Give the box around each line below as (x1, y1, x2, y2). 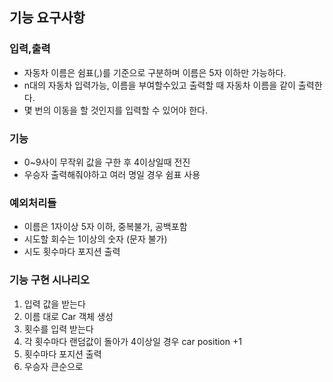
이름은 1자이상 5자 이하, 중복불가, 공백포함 (23, 221, 188, 233)
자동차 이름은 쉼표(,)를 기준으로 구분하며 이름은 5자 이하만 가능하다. (23, 66, 287, 78)
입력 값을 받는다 (23, 298, 86, 310)
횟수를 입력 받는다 (23, 323, 94, 335)
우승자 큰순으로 (23, 360, 84, 372)
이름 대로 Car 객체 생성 (23, 310, 114, 322)
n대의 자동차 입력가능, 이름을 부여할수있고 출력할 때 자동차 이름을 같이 (23, 79, 296, 91)
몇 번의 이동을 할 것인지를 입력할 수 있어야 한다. (23, 104, 208, 116)
